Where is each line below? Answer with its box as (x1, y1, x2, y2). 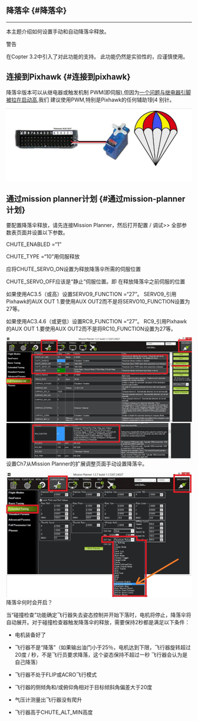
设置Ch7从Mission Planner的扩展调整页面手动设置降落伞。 (6, 460, 148, 467)
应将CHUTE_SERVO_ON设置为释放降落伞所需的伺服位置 (6, 266, 141, 273)
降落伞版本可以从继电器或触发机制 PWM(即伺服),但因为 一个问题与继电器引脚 (6, 89, 192, 96)
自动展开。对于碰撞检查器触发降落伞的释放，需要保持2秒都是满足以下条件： (6, 619, 190, 626)
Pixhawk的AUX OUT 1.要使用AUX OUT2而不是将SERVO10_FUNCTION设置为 (6, 298, 190, 305)
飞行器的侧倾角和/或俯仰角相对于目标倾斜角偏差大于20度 (14, 684, 153, 691)
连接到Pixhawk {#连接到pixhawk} (6, 72, 131, 82)
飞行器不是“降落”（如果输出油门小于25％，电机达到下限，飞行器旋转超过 (14, 644, 191, 651)
